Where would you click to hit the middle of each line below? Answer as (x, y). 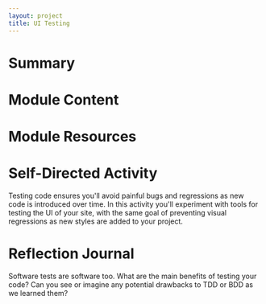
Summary (42, 63)
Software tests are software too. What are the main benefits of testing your (133, 276)
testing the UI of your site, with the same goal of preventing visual (118, 213)
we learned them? (38, 293)
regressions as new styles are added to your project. (96, 221)
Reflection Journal (71, 254)
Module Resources (73, 137)
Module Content (64, 99)
